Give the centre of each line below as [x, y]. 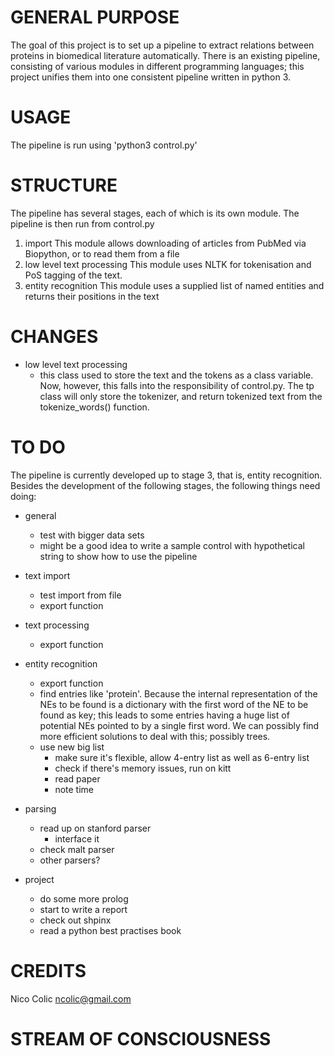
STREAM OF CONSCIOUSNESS [141, 1038]
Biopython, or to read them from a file [102, 253]
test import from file [80, 595]
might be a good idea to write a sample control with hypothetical [172, 545]
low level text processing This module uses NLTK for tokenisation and [168, 264]
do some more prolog [84, 898]
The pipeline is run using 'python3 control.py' [104, 145]
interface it [77, 838]
